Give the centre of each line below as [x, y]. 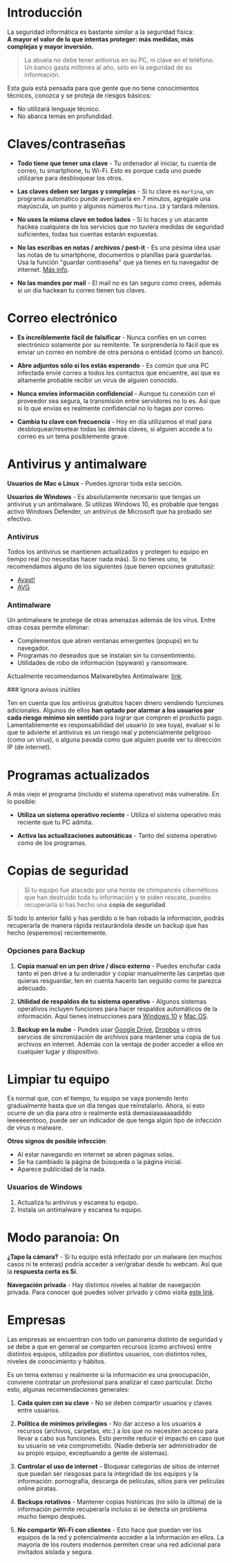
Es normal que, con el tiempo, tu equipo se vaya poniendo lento [98, 1098]
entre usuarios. [39, 1410]
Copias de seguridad [68, 871]
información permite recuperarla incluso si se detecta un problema [112, 1509]
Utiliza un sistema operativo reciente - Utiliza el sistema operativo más [119, 815]
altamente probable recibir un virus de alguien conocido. [98, 380]
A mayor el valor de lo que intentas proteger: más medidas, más [100, 39]
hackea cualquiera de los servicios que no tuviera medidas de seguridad [120, 227]
